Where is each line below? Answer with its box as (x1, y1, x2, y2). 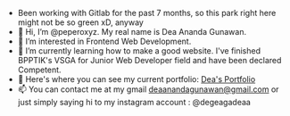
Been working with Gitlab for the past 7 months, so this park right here (17, 8, 277, 18)
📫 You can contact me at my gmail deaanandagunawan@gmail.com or (17, 84, 279, 95)
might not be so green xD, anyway (17, 17, 145, 28)
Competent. (17, 64, 62, 75)
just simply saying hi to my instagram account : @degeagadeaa (17, 97, 252, 107)
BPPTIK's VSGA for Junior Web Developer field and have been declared (17, 55, 282, 65)
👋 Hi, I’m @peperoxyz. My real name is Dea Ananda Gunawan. (17, 27, 247, 37)
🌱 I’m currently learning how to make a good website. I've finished (17, 46, 261, 56)
